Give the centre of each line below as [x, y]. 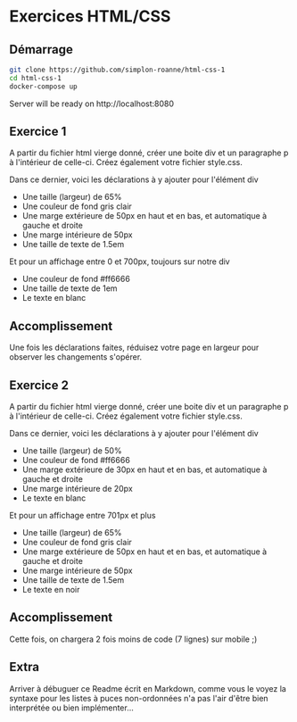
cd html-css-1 [36, 78]
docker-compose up [43, 87]
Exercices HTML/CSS [90, 17]
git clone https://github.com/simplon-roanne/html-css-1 [117, 70]
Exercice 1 [38, 132]
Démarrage [41, 50]
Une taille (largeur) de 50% [72, 451]
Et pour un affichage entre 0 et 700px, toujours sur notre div [120, 261]
